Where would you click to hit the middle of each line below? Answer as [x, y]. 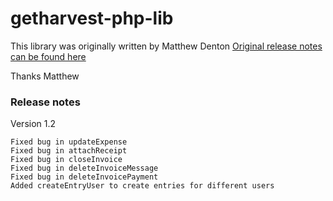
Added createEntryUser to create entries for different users [142, 186]
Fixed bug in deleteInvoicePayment [84, 177]
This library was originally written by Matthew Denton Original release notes [166, 46]
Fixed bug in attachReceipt [69, 151]
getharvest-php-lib [92, 18]
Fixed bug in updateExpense [69, 142]
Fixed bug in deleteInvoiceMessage [84, 168]
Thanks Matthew [45, 76]
